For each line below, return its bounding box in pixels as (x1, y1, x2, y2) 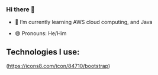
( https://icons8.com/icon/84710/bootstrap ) (6, 63, 111, 70)
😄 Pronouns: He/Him (14, 30, 67, 37)
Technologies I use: (6, 47, 80, 57)
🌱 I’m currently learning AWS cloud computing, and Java (14, 19, 153, 26)
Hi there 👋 (6, 5, 36, 13)
